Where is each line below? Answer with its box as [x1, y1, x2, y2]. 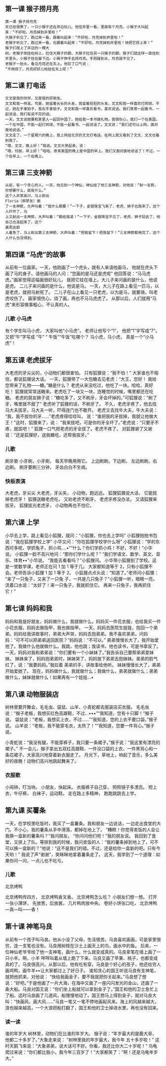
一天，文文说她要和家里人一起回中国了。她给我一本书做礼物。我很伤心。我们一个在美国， [5, 117, 160, 122]
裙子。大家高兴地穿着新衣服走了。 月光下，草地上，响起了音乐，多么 [13, 752, 154, 758]
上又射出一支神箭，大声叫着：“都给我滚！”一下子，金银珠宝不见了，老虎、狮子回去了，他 [5, 214, 161, 219]
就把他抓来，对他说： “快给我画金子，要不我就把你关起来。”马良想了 [5, 974, 142, 980]
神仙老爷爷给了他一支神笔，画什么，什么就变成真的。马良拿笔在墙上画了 [9, 949, 157, 955]
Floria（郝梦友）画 [5, 199, 41, 204]
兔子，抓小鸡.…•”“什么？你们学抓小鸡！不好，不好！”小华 [35, 545, 153, 551]
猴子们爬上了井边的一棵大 [5, 45, 49, 51]
